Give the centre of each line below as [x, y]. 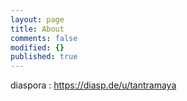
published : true [44, 57]
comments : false [44, 38]
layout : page [37, 19]
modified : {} [37, 47]
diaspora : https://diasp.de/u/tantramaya [93, 85]
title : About [37, 29]
